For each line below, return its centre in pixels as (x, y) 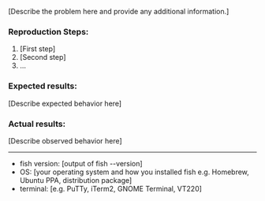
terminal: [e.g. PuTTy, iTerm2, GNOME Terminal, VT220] (111, 188)
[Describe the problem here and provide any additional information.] (119, 11)
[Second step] (43, 58)
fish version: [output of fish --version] (81, 163)
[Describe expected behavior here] (65, 103)
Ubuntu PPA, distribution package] (76, 180)
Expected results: (43, 86)
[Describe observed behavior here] (65, 140)
